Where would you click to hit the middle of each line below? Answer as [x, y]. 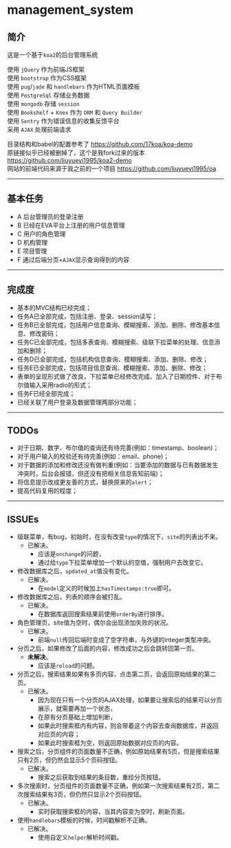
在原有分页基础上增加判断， [77, 717]
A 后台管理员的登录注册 [50, 216]
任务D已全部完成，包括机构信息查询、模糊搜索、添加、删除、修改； [112, 359]
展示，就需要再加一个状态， [77, 708]
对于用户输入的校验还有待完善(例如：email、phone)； [93, 456]
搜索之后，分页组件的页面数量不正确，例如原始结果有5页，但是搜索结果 [118, 752]
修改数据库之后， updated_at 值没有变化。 [75, 571]
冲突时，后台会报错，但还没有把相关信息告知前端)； [90, 473]
